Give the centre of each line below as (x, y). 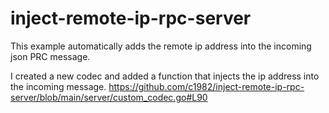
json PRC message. (50, 56)
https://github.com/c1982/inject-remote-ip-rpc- (206, 86)
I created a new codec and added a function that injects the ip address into (165, 76)
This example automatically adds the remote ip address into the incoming (161, 46)
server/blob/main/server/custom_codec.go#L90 (109, 97)
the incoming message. (58, 86)
